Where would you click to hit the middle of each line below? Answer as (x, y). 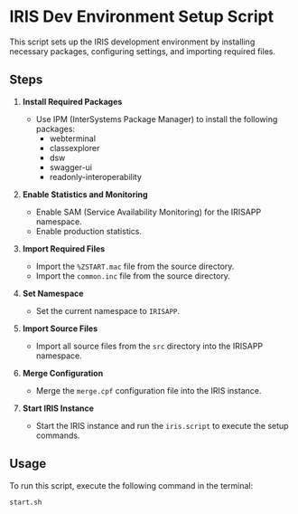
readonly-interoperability (96, 176)
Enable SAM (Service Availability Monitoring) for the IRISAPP (149, 212)
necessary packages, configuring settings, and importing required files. (142, 51)
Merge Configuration (63, 373)
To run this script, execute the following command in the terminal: (131, 485)
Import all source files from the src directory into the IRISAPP (149, 346)
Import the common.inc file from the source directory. (133, 276)
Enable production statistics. (89, 231)
